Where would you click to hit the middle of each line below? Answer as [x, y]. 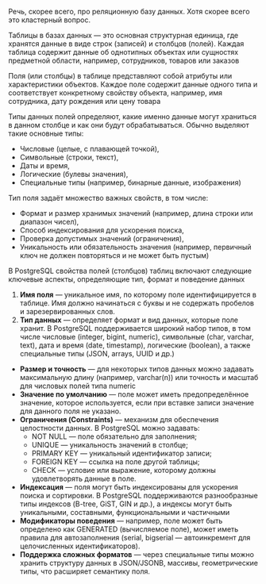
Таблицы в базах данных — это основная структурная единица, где [123, 35]
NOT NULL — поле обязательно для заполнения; [114, 436]
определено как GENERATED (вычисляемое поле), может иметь [129, 529]
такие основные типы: [46, 133]
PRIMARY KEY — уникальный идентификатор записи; [121, 453]
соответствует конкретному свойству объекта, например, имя [116, 93]
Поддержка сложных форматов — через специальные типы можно [137, 554]
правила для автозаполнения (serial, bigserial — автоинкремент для [135, 538]
